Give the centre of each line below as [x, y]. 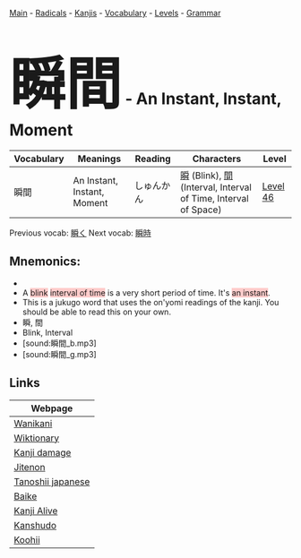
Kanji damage [43, 452]
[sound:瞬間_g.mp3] [59, 354]
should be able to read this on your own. [97, 312]
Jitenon [30, 467]
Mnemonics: [45, 262]
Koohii [27, 539]
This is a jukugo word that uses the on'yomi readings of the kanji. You [150, 302]
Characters [217, 159]
